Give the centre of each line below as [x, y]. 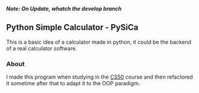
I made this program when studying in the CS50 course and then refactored [99, 77]
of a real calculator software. [42, 48]
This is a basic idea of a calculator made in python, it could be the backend [99, 42]
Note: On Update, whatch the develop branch [64, 9]
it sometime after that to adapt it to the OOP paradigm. [73, 83]
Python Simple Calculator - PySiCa [73, 27]
